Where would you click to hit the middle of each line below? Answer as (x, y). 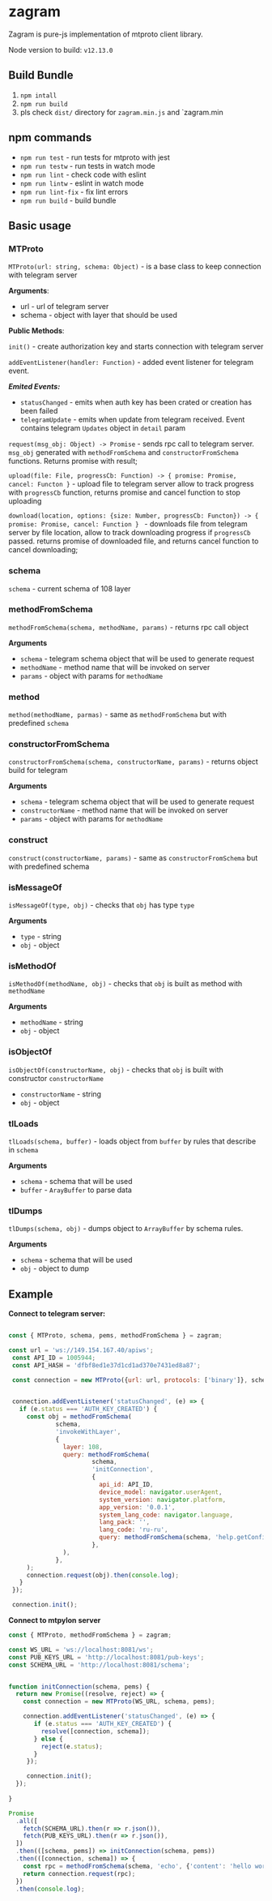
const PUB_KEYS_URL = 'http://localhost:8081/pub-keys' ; (106, 1657)
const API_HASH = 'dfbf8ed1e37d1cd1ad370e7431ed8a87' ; (106, 1365)
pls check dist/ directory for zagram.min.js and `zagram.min (122, 112)
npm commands (50, 137)
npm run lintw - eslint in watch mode (82, 183)
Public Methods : (36, 331)
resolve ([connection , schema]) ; (96, 1731)
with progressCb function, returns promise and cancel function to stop (125, 492)
